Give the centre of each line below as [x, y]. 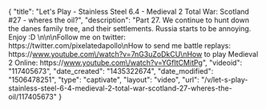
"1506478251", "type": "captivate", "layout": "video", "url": [104, 80]
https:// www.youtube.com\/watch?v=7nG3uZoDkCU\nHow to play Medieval [133, 54]
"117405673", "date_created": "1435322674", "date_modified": [111, 71]
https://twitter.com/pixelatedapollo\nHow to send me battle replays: [119, 46]
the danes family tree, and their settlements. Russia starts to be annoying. [130, 28]
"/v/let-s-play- [225, 80]
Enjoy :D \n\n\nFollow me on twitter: [67, 37]
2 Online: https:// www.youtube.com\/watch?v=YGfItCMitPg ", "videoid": [125, 63]
